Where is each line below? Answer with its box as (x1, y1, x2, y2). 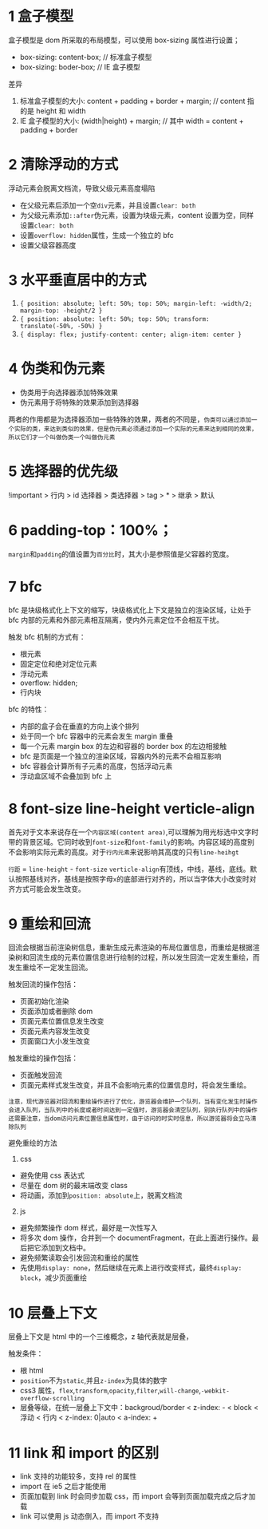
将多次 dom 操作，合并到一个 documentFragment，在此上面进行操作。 (19, 1233, 253, 1242)
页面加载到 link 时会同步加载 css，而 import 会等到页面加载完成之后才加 (19, 1491, 256, 1501)
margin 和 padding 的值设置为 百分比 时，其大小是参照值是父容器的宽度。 (8, 549, 234, 559)
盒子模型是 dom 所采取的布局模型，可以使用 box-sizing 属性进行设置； (8, 35, 241, 45)
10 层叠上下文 (8, 1304, 97, 1322)
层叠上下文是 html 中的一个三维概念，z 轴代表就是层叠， (8, 1332, 194, 1341)
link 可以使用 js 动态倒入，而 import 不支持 (19, 1511, 160, 1521)
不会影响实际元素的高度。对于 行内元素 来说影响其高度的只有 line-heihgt (8, 847, 239, 857)
